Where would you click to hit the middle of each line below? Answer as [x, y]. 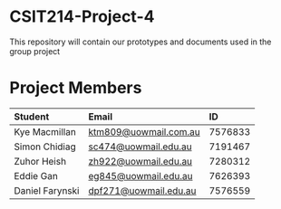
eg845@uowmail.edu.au [140, 176]
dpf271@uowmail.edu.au [142, 190]
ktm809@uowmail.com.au [145, 131]
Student [32, 117]
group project [35, 51]
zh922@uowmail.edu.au [140, 161]
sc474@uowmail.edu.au [140, 147]
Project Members [76, 88]
